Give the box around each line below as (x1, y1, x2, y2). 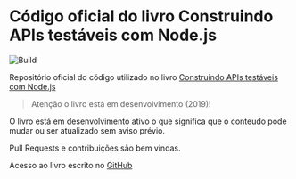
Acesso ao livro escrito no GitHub (9, 159, 133, 170)
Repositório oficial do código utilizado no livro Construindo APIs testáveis (9, 71, 279, 82)
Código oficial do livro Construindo (9, 6, 274, 27)
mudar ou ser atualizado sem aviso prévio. (9, 125, 165, 135)
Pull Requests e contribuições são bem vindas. (9, 142, 181, 153)
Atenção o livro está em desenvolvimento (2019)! (30, 98, 211, 109)
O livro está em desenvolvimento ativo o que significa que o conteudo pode (9, 116, 287, 126)
